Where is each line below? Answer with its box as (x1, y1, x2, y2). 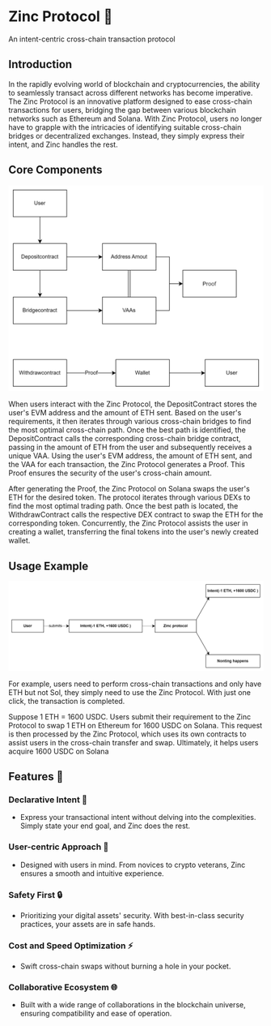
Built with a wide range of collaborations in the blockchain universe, (19, 1000, 246, 1010)
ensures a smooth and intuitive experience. (19, 868, 164, 878)
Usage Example (8, 559, 89, 573)
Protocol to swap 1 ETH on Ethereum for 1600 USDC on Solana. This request (8, 720, 263, 730)
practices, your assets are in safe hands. (19, 919, 156, 929)
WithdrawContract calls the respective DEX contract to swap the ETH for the (8, 510, 264, 520)
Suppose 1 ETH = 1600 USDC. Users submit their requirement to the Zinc (8, 711, 252, 721)
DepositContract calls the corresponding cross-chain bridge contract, (8, 434, 241, 444)
